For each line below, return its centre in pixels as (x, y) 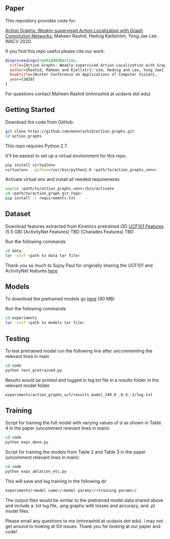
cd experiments (21, 318)
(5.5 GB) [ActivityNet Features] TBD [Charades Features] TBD (70, 231)
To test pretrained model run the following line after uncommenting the (79, 351)
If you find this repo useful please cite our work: (55, 51)
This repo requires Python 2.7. (37, 146)
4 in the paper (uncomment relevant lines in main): (58, 428)
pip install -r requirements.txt (40, 198)
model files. (17, 511)
